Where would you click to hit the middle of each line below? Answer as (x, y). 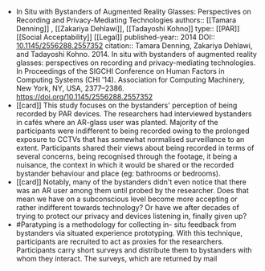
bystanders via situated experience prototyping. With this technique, (129, 233)
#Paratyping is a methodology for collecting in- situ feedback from (126, 224)
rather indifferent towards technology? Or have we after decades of (127, 207)
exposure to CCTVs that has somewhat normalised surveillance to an (130, 139)
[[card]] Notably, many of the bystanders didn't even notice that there (131, 182)
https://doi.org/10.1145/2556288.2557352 (84, 97)
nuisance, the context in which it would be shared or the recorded (125, 165)
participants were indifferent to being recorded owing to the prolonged (132, 131)
